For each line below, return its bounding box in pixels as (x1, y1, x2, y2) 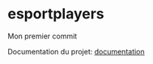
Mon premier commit (7, 31, 78, 41)
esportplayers (7, 5, 104, 23)
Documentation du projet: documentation (7, 46, 145, 56)
